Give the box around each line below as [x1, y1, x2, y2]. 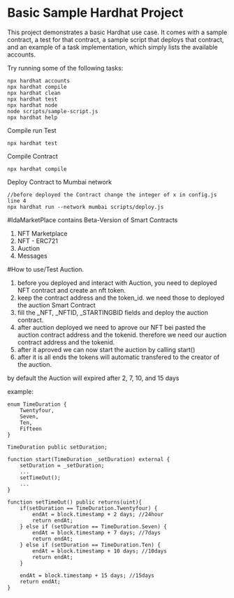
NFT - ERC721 [17, 236, 58, 245]
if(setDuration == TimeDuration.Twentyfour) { [20, 504, 158, 511]
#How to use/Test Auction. [7, 265, 85, 273]
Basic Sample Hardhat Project [7, 5, 184, 21]
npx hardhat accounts [7, 77, 71, 85]
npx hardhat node [7, 101, 58, 109]
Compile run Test [7, 126, 57, 134]
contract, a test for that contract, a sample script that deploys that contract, [7, 35, 224, 43]
